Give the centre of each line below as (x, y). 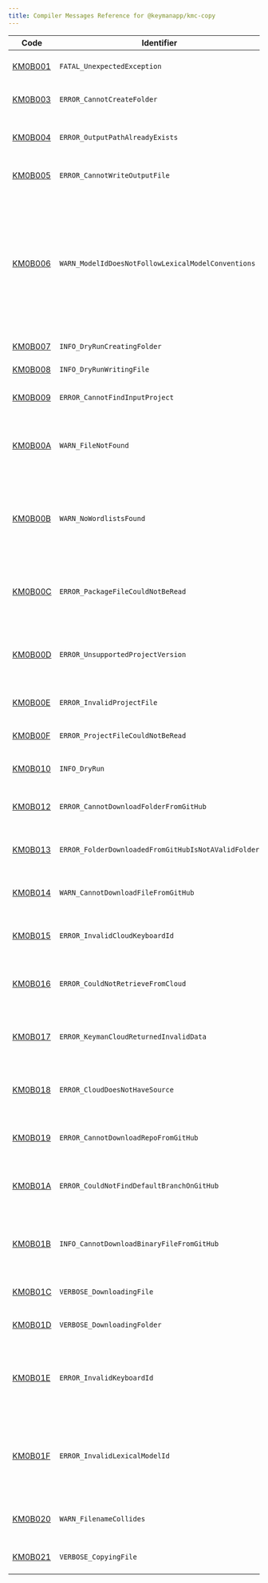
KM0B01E (32, 1377)
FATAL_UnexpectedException (110, 66)
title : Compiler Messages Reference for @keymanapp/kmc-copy (112, 16)
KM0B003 (32, 99)
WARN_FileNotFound (94, 445)
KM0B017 (32, 1036)
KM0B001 (32, 66)
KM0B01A (32, 1185)
